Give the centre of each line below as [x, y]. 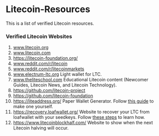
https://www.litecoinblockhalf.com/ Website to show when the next [83, 123]
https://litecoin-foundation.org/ [45, 58]
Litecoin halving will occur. [41, 128]
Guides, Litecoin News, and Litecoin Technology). [65, 85]
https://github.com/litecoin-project [49, 90]
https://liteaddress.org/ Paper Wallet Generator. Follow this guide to [83, 101]
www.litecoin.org [31, 48]
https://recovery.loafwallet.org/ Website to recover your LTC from [81, 112]
